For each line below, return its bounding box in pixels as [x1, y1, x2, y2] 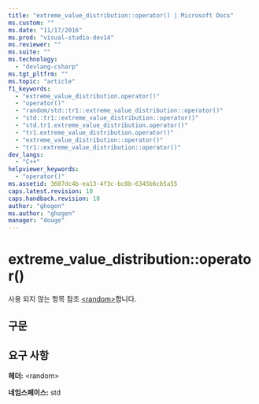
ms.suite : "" [8, 48, 51, 56]
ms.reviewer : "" [8, 41, 61, 49]
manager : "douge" [8, 217, 65, 224]
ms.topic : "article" [8, 77, 76, 85]
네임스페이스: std [8, 387, 61, 398]
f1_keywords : [8, 84, 51, 93]
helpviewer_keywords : [8, 165, 80, 173]
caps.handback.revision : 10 [8, 195, 101, 202]
